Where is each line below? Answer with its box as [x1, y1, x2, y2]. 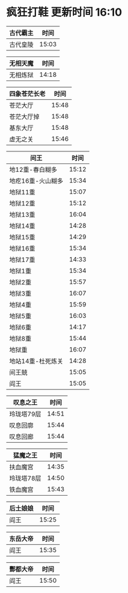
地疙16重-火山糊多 [9, 177, 64, 185]
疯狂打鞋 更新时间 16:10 [6, 5, 122, 19]
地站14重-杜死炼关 [9, 357, 64, 365]
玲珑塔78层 [9, 474, 41, 482]
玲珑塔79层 [9, 410, 41, 418]
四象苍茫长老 [9, 90, 46, 98]
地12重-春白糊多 [9, 165, 58, 174]
